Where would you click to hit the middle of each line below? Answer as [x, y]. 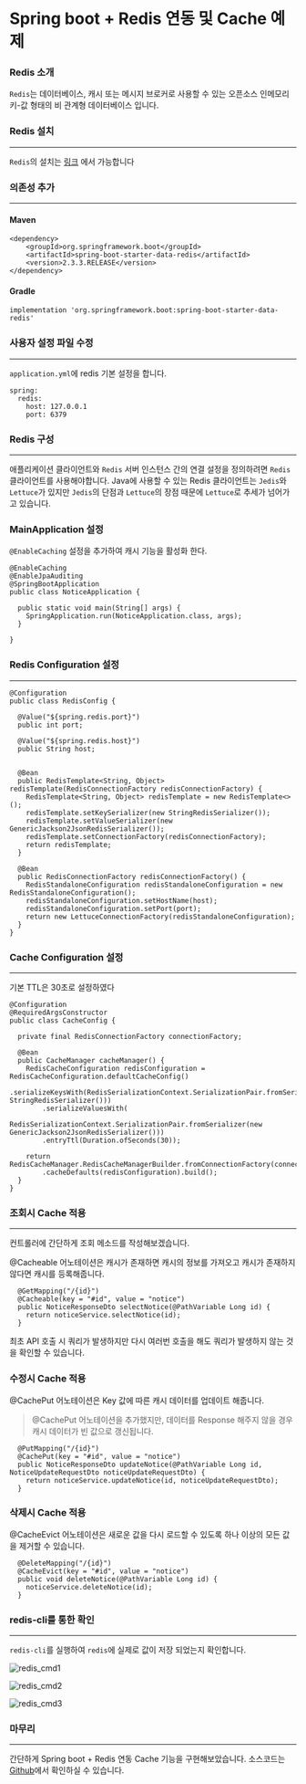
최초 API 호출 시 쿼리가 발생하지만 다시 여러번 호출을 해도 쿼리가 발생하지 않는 [147, 1341]
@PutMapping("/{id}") [59, 1448]
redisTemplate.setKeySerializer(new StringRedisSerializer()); [148, 813]
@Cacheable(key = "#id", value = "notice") [101, 1299]
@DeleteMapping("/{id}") [65, 1563]
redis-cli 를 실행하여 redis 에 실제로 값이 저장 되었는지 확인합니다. [128, 1650]
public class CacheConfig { [63, 1020]
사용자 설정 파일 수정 [51, 343]
